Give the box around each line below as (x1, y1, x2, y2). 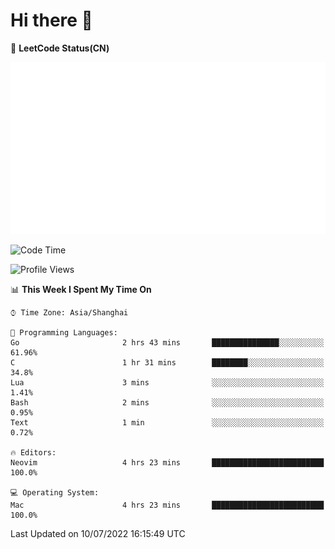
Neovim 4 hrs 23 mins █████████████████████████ (10, 457, 325, 468)
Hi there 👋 (10, 9, 93, 32)
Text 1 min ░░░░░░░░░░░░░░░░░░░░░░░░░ (10, 417, 325, 428)
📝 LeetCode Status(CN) (10, 42, 110, 54)
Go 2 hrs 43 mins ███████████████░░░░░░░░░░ (10, 337, 325, 348)
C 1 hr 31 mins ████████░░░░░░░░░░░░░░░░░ (10, 357, 325, 368)
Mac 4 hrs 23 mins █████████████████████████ (10, 500, 325, 510)
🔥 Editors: (10, 447, 57, 458)
